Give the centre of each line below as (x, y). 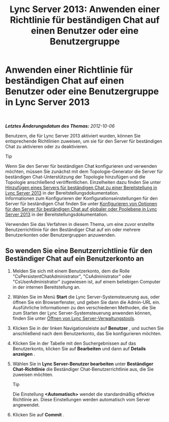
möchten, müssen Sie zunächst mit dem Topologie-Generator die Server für (84, 171)
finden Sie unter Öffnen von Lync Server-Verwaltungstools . (74, 318)
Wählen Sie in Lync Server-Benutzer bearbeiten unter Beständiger (83, 364)
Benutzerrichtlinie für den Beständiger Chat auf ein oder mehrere (73, 229)
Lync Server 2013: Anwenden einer (85, 9)
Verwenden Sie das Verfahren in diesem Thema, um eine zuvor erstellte (80, 224)
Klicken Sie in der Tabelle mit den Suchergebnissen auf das (74, 343)
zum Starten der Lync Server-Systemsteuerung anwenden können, (82, 313)
